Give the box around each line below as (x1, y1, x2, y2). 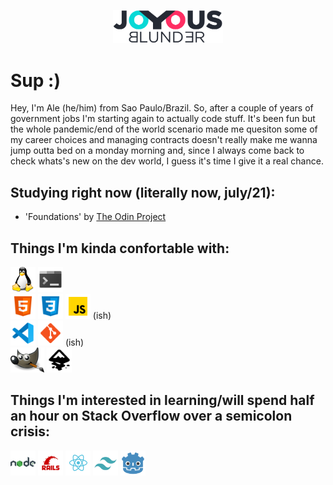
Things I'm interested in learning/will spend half (10, 392, 315, 409)
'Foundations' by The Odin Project (24, 211, 167, 223)
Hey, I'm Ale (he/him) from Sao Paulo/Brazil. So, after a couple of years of (10, 102, 314, 114)
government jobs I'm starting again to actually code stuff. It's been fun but (10, 113, 316, 125)
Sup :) (10, 69, 61, 92)
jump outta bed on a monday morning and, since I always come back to (10, 145, 305, 157)
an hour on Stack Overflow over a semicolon (10, 408, 293, 425)
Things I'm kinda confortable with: (10, 240, 230, 257)
